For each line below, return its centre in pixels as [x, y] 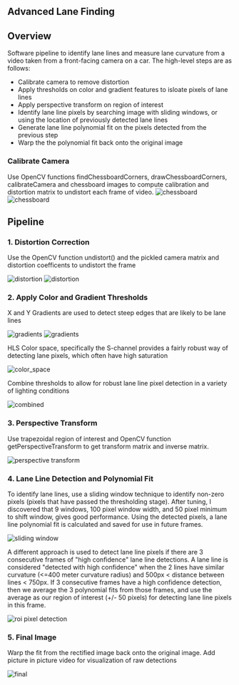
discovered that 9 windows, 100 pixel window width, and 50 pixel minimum [117, 510]
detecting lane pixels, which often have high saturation [88, 356]
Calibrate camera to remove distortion [73, 82]
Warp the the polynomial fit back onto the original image [100, 143]
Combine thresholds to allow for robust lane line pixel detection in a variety [117, 383]
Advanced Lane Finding [61, 12]
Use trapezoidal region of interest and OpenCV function [89, 438]
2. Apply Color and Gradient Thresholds [78, 297]
